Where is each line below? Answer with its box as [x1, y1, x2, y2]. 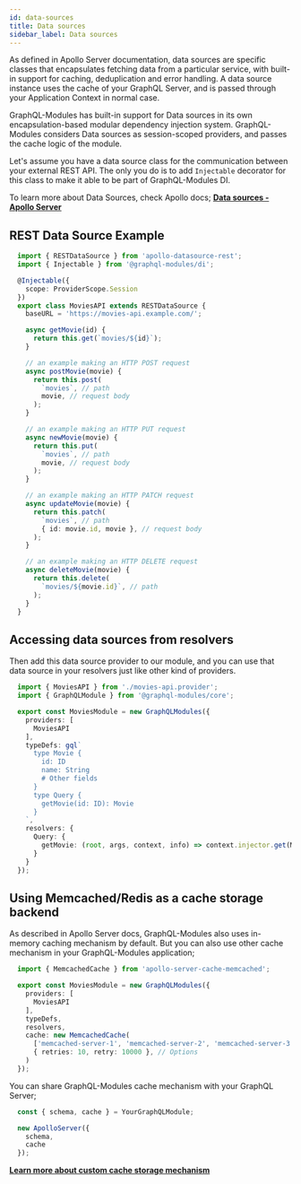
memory [9, 938, 40, 949]
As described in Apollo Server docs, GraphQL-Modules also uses [9, 928, 249, 939]
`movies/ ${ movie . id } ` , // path [41, 582, 159, 591]
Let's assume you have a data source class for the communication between [9, 156, 288, 167]
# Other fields [41, 774, 99, 783]
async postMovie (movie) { [25, 367, 123, 376]
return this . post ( [32, 375, 102, 384]
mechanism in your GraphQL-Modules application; [9, 947, 195, 958]
